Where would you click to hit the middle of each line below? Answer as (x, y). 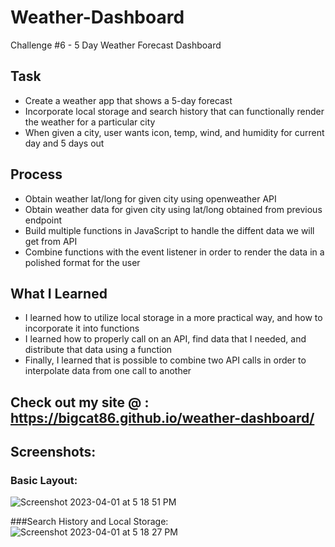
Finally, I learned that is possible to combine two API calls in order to (165, 360)
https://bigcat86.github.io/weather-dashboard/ (162, 417)
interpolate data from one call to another (108, 371)
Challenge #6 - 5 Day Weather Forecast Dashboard (116, 45)
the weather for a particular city (90, 122)
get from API (51, 241)
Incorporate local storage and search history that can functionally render (174, 111)
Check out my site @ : (80, 402)
